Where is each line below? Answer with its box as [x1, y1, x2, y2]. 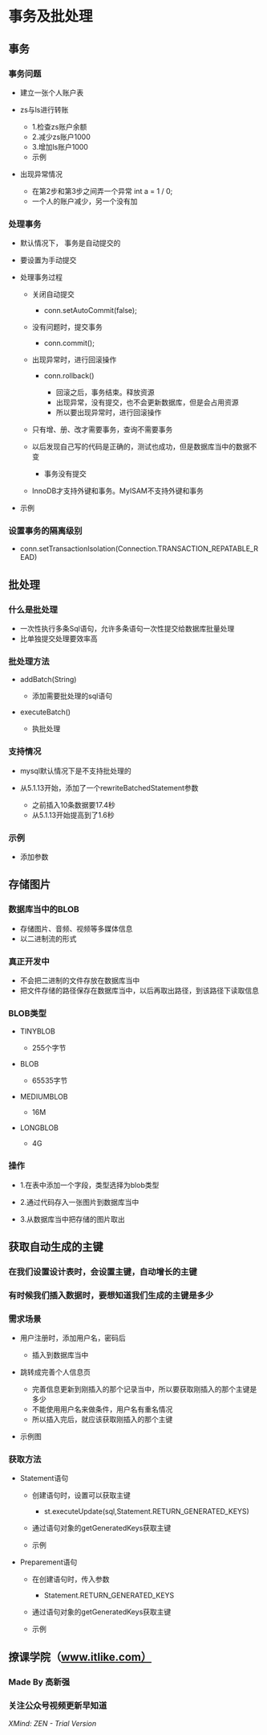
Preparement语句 [19, 1557, 78, 1567]
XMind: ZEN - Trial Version [8, 1719, 97, 1729]
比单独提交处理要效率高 [19, 634, 98, 643]
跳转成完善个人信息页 [19, 1367, 91, 1377]
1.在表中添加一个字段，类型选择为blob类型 [19, 1180, 160, 1190]
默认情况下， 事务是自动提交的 [19, 238, 121, 248]
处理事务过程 [19, 273, 63, 282]
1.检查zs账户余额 [31, 121, 87, 131]
